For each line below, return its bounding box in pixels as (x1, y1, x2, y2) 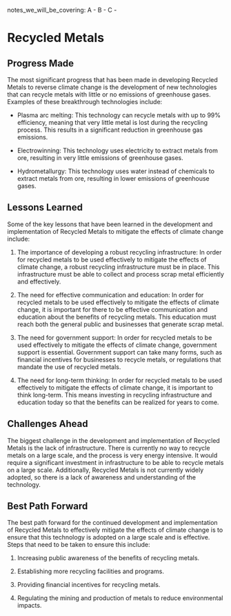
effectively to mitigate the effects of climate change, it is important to (17, 383, 214, 392)
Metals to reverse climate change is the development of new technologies (7, 83, 217, 91)
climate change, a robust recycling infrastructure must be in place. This (17, 262, 220, 271)
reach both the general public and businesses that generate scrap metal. (17, 320, 224, 328)
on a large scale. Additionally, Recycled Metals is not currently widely (7, 466, 204, 474)
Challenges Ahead (7, 418, 88, 430)
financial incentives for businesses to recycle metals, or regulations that (17, 355, 221, 364)
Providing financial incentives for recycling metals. (17, 581, 161, 589)
